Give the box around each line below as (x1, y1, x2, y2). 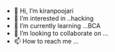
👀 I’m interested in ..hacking (13, 14, 94, 22)
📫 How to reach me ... (13, 37, 79, 45)
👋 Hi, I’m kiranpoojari (13, 7, 74, 15)
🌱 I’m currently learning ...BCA (13, 22, 101, 30)
